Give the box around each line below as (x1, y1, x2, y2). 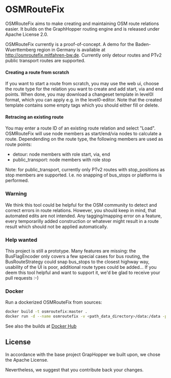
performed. (5, 178, 29, 184)
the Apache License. (5, 357, 48, 363)
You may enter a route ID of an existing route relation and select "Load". (5, 125, 156, 131)
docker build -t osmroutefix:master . (5, 309, 88, 314)
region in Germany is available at (37, 46, 106, 53)
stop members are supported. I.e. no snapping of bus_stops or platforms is (5, 172, 162, 178)
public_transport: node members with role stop (12, 157, 111, 163)
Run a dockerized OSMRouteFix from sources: (5, 299, 102, 306)
